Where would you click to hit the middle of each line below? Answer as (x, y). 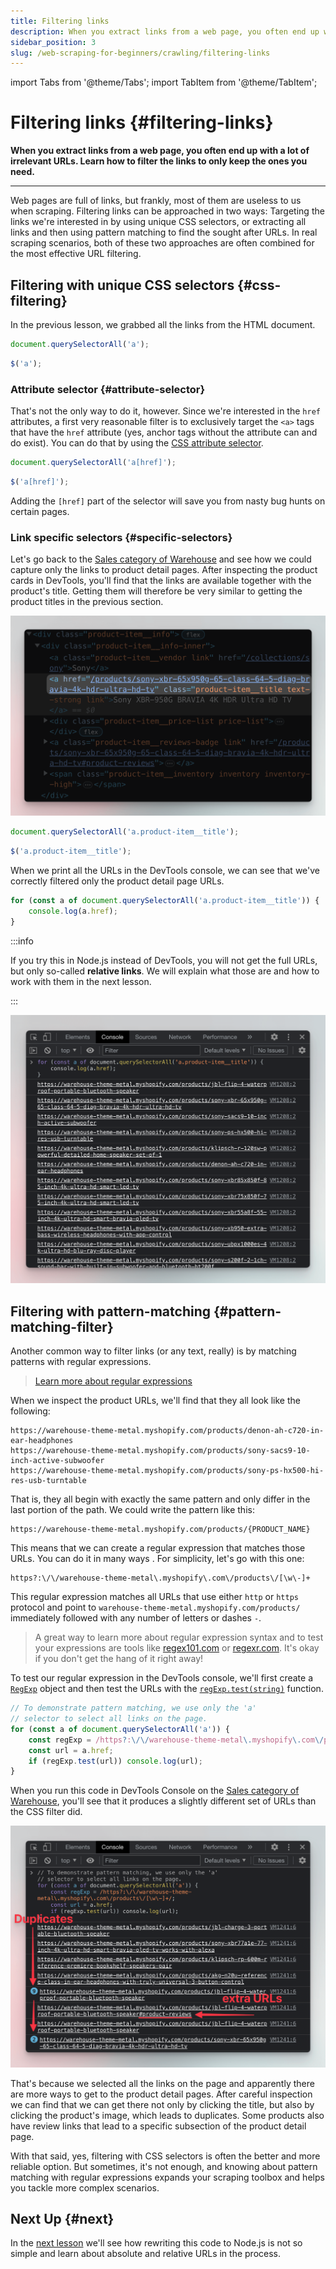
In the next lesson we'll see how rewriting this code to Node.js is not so (156, 2243)
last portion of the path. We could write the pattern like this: (132, 1510)
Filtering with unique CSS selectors (122, 285)
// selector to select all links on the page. (109, 1719)
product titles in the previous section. (87, 602)
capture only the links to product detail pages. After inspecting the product (164, 570)
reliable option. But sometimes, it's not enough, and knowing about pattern (164, 2166)
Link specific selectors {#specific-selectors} (121, 537)
